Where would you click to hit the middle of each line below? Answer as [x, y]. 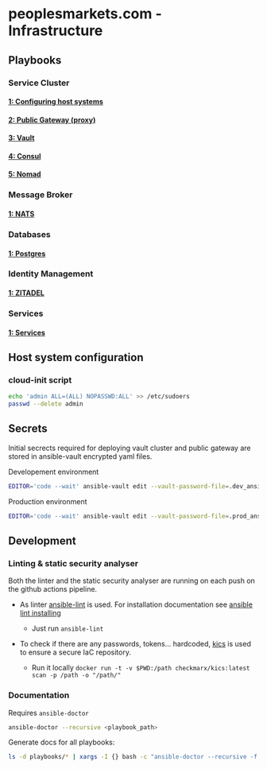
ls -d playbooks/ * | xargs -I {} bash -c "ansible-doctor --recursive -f [133, 757]
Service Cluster [39, 83]
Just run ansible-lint [68, 628]
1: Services [27, 332]
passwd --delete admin [46, 404]
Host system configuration [76, 357]
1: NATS [21, 214]
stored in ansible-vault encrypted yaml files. [80, 456]
